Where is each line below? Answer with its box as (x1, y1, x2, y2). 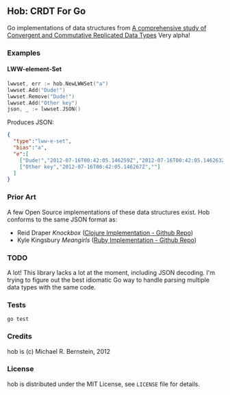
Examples (7, 48, 41, 58)
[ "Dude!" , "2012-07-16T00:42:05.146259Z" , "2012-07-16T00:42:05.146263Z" (19, 157, 228, 164)
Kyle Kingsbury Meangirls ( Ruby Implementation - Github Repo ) (16, 236, 197, 244)
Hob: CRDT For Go (7, 5, 86, 17)
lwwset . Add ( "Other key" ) (7, 99, 78, 106)
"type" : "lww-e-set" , (13, 138, 72, 145)
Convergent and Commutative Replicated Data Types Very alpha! (7, 31, 190, 39)
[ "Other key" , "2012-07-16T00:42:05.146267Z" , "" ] (19, 163, 161, 170)
